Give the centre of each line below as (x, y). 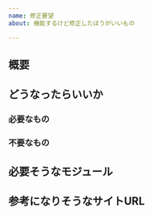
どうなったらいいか (56, 94)
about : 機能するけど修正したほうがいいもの (72, 23)
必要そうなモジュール (61, 171)
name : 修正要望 (31, 16)
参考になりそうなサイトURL (77, 201)
